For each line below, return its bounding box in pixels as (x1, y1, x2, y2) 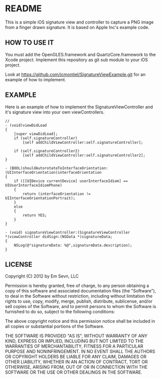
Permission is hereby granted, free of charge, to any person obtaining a (5, 283, 149, 289)
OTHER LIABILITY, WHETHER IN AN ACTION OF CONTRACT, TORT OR (5, 359, 148, 365)
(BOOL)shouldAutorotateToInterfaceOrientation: (9, 166, 109, 170)
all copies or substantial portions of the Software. (5, 324, 104, 330)
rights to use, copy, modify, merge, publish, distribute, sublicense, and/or (5, 298, 153, 304)
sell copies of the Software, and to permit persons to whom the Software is (5, 304, 157, 309)
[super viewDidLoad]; (14, 131, 58, 136)
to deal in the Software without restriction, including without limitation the (5, 293, 153, 299)
